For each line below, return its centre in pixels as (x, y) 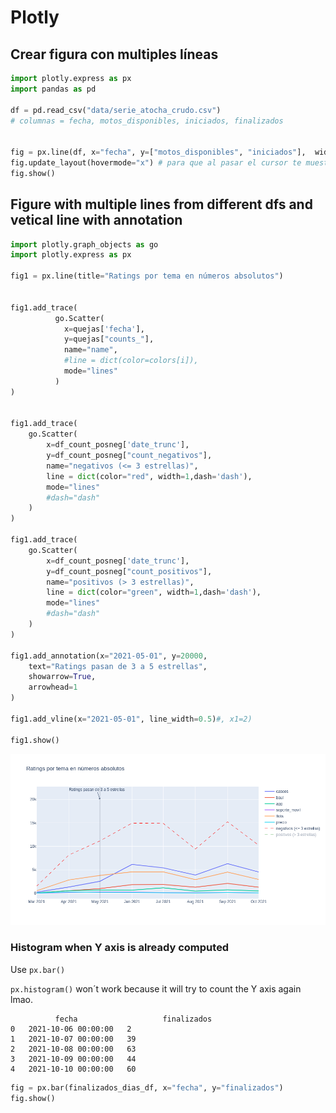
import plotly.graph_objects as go (84, 244)
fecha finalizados (133, 1019)
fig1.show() (35, 740)
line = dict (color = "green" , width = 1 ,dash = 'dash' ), (154, 592)
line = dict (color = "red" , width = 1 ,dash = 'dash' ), (149, 476)
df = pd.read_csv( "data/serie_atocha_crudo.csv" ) (116, 110)
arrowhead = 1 (53, 687)
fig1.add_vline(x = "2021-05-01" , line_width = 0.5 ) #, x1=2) (131, 719)
